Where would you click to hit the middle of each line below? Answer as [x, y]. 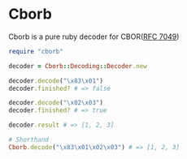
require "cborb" [36, 51]
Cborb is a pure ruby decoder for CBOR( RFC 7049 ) [94, 37]
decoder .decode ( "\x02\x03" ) [56, 103]
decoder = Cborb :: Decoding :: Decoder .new [78, 66]
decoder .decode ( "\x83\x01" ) [56, 81]
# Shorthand [28, 140]
